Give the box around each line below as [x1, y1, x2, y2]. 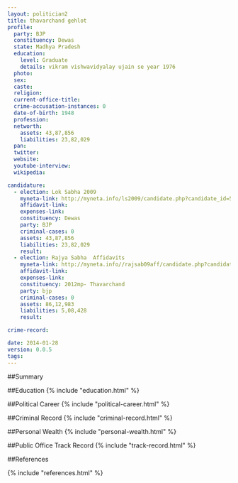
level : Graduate [20, 57, 69, 64]
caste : [13, 83, 33, 90]
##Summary [7, 372, 44, 381]
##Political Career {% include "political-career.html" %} [7, 399, 170, 408]
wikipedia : [13, 168, 46, 176]
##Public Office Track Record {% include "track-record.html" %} [7, 441, 196, 450]
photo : [13, 70, 33, 77]
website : [13, 156, 40, 163]
